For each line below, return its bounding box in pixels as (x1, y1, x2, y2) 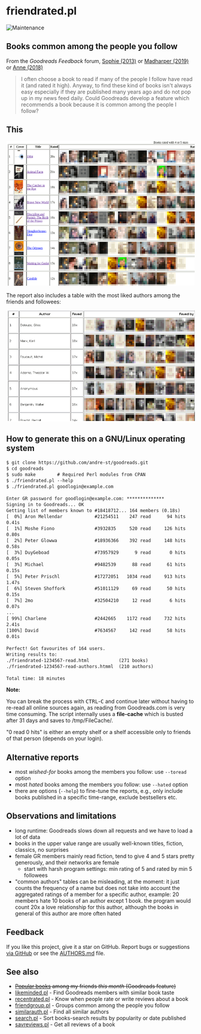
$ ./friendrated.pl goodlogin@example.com (6, 484, 114, 490)
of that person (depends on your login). (6, 735, 103, 742)
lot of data (14, 833, 41, 840)
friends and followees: (6, 298, 61, 305)
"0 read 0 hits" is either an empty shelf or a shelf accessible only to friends (6, 729, 191, 736)
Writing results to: (6, 652, 58, 658)
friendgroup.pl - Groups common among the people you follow (14, 1002, 170, 1009)
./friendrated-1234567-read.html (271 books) (6, 658, 148, 664)
